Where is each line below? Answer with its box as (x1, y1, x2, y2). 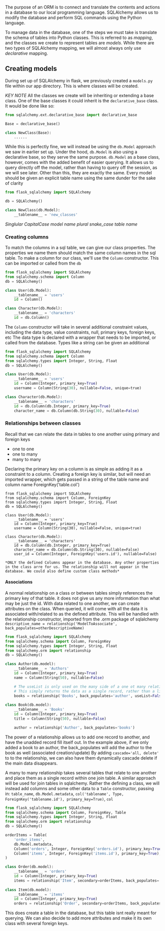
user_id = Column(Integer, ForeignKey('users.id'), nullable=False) (14, 551, 157, 556)
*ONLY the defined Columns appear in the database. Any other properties (5, 560, 160, 565)
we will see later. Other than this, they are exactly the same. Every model (5, 170, 152, 176)
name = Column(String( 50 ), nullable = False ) (14, 675, 105, 680)
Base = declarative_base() (5, 121, 60, 126)
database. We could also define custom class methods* (5, 568, 120, 573)
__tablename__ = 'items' (14, 892, 65, 897)
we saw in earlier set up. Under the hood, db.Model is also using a (5, 149, 137, 155)
